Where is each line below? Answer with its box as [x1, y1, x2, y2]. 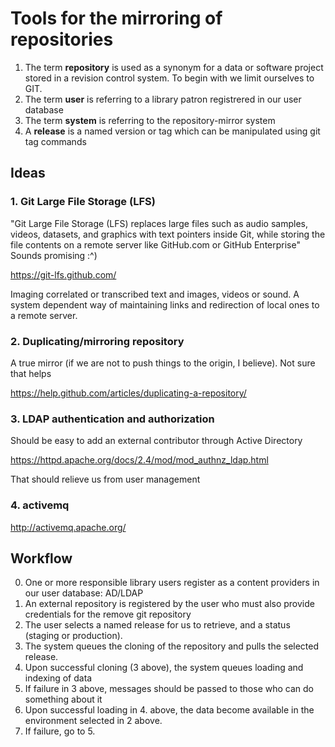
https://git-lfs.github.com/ [10, 268, 117, 281]
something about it [24, 693, 103, 706]
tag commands [24, 135, 87, 147]
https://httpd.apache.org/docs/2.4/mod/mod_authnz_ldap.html [10, 454, 269, 466]
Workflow [10, 550, 73, 567]
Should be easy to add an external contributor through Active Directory [10, 435, 303, 447]
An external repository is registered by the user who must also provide [24, 598, 315, 610]
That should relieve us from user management [10, 473, 201, 486]
